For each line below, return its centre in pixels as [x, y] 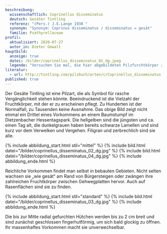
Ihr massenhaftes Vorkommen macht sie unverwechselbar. [65, 227]
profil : [13, 38]
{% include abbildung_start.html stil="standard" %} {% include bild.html [79, 196]
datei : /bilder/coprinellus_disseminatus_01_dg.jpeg [65, 61]
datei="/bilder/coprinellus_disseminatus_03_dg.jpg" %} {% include [73, 202]
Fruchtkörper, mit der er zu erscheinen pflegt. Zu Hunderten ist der [74, 104]
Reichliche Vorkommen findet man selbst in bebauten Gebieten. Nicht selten [83, 171]
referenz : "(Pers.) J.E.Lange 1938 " [49, 24]
